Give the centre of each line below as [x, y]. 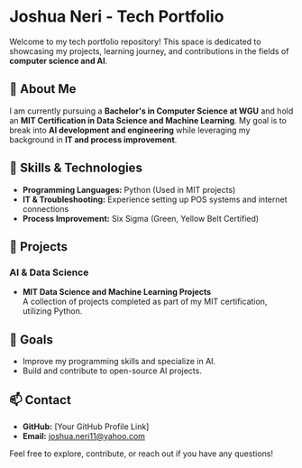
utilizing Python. [52, 311]
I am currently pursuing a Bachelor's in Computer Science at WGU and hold [151, 111]
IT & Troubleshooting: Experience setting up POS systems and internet [155, 199]
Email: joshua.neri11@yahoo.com [84, 436]
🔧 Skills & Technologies [76, 168]
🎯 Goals [32, 340]
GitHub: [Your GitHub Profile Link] [86, 427]
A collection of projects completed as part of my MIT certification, [145, 302]
